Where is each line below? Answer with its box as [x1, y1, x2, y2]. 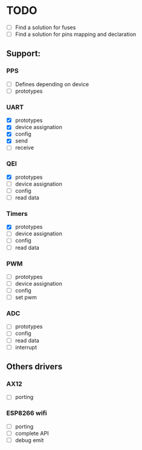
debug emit [15, 436, 44, 443]
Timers [6, 209, 28, 218]
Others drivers [6, 361, 63, 372]
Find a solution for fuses [15, 24, 76, 31]
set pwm [15, 294, 37, 301]
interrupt [15, 343, 38, 351]
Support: [6, 49, 41, 59]
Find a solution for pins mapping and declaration [15, 31, 137, 38]
